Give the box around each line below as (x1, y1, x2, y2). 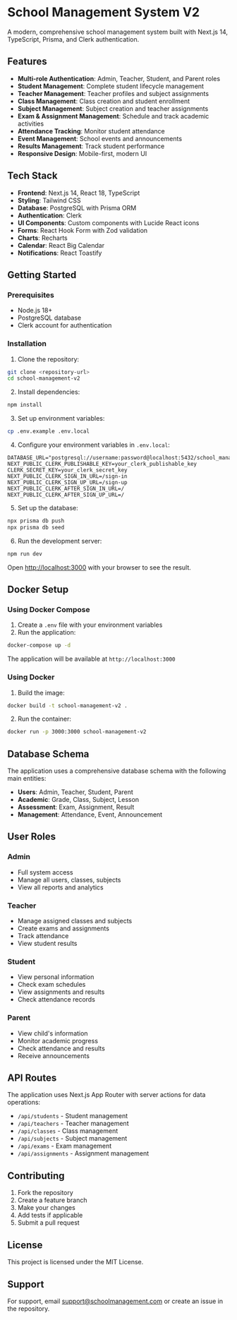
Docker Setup (7, 584, 69, 596)
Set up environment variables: (17, 414, 105, 423)
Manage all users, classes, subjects (17, 875, 121, 884)
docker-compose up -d (7, 642, 71, 649)
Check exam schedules (17, 980, 86, 989)
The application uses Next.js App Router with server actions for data (7, 1091, 206, 1099)
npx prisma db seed (7, 524, 65, 531)
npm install (7, 402, 42, 409)
